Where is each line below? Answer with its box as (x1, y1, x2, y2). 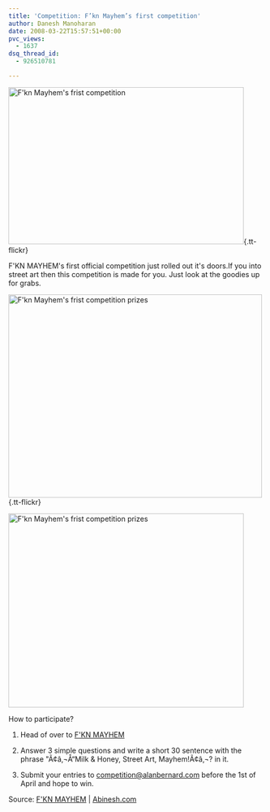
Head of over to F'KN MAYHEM (19, 729, 125, 740)
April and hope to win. (19, 778, 95, 788)
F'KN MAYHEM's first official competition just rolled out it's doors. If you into (8, 261, 262, 271)
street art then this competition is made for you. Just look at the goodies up (8, 269, 260, 279)
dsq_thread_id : (8, 50, 60, 58)
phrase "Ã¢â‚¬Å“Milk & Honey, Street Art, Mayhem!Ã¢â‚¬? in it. (19, 753, 229, 764)
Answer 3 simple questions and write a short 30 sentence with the (19, 745, 242, 755)
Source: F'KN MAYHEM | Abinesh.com (8, 794, 137, 804)
